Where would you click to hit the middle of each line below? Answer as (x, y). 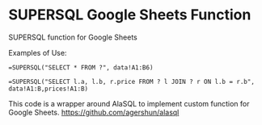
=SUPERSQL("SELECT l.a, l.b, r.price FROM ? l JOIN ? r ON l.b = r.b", (131, 81)
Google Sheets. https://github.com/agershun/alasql (94, 112)
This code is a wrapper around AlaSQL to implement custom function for (129, 103)
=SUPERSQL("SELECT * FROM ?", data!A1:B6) (81, 67)
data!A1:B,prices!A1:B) (49, 89)
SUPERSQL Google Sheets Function (130, 15)
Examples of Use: (38, 52)
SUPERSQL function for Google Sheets (73, 37)
